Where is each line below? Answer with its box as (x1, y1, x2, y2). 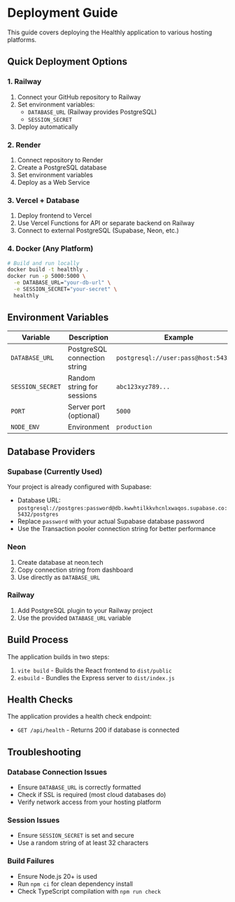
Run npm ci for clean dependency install (17, 880, 133, 888)
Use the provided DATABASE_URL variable (17, 614, 131, 622)
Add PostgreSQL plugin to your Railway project (17, 606, 153, 614)
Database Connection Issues (7, 767, 108, 777)
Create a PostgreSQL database (17, 163, 107, 171)
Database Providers (7, 446, 96, 458)
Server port (67, 402, 106, 411)
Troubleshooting (7, 746, 82, 758)
